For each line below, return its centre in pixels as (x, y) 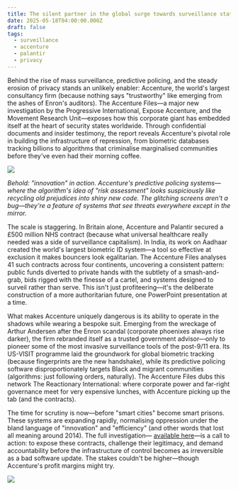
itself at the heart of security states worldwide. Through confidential (107, 126)
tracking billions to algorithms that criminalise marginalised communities (113, 148)
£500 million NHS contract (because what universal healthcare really (108, 234)
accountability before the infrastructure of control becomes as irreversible (115, 450)
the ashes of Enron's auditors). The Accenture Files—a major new (103, 103)
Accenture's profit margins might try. (61, 465)
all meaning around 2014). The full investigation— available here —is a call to (119, 435)
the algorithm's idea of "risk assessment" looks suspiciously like (121, 190)
